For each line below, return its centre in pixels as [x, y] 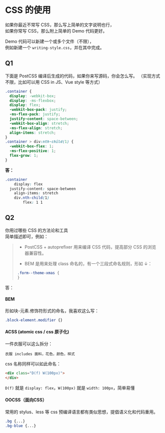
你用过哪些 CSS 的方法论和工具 [37, 230]
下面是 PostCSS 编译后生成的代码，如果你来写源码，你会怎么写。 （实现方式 [83, 76]
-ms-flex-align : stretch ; [36, 128]
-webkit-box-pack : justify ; [38, 110]
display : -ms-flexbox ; [33, 101]
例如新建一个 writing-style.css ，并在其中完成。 [55, 47]
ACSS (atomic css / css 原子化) [37, 332]
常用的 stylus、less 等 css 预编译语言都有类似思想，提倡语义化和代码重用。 [82, 412]
